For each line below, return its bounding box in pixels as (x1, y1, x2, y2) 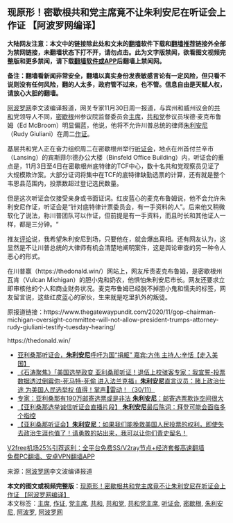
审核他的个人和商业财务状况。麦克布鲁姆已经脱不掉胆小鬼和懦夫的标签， (12, 284, 220, 292)
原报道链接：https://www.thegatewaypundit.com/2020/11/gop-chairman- (7, 308, 216, 316)
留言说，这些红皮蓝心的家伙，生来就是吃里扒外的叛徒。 (12, 292, 171, 301)
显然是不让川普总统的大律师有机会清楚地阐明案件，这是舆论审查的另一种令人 (7, 243, 226, 251)
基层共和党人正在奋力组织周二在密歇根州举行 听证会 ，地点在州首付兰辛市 (7, 144, 214, 153)
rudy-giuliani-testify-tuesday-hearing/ (7, 322, 116, 331)
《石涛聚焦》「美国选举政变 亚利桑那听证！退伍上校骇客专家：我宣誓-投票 (17, 367, 226, 376)
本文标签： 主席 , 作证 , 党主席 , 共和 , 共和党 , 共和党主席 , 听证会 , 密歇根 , (7, 499, 203, 507)
